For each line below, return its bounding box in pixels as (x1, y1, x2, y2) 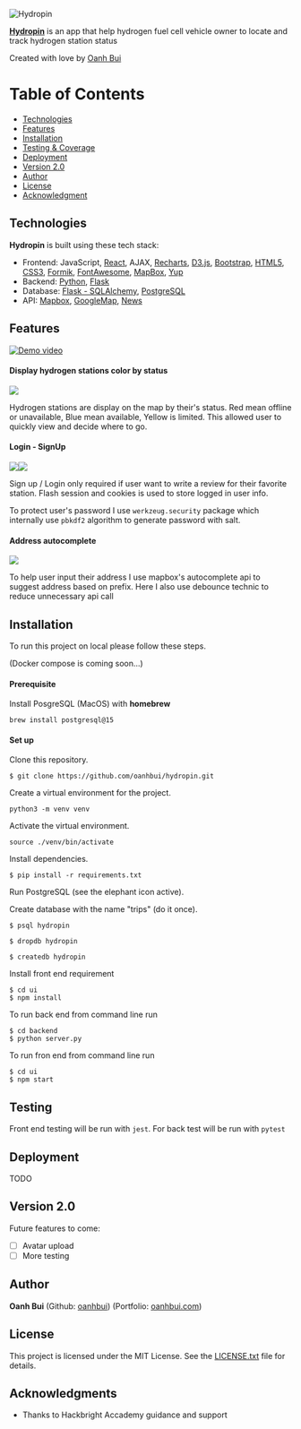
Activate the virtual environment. (9, 821, 130, 831)
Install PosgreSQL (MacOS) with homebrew (9, 699, 171, 710)
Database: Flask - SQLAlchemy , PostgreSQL (21, 285, 186, 296)
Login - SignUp (9, 442, 66, 452)
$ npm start (9, 1075, 54, 1084)
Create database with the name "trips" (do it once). (9, 904, 198, 915)
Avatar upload (21, 1240, 74, 1251)
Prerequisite (9, 678, 56, 689)
